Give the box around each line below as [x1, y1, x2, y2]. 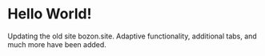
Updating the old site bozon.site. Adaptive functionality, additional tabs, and [7, 31, 257, 41]
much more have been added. [7, 39, 107, 49]
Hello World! [7, 5, 92, 23]
